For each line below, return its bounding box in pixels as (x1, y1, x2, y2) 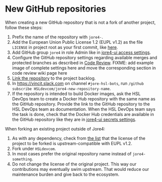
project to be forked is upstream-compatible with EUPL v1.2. (12, 140, 133, 146)
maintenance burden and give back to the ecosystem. (12, 171, 119, 177)
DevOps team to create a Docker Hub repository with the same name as (12, 96, 156, 101)
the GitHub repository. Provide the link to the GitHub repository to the (12, 101, 150, 107)
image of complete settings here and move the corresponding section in (12, 65, 156, 71)
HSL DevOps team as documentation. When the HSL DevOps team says (12, 106, 156, 112)
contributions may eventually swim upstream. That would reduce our (12, 166, 149, 172)
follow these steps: (5, 24, 43, 30)
